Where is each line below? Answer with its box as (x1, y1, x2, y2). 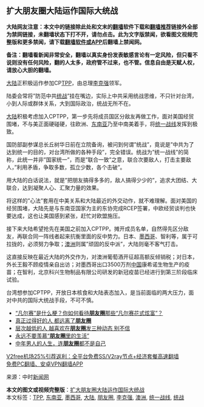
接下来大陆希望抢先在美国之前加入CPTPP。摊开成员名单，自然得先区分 (6, 225, 184, 232)
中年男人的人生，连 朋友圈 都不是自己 (15, 340, 106, 347)
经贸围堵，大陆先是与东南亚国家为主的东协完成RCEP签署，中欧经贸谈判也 (6, 204, 191, 211)
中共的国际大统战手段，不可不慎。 (11, 296, 97, 304)
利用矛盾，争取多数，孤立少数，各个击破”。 (16, 163, 126, 171)
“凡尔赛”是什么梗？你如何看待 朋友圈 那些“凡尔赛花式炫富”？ (15, 309, 163, 316)
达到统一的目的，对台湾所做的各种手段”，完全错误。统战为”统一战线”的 (6, 148, 184, 156)
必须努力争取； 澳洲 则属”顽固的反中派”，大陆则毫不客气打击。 (27, 240, 182, 247)
